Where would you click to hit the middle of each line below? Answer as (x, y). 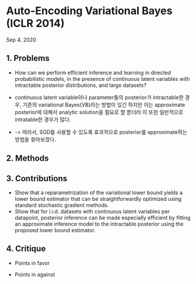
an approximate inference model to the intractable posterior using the (99, 224)
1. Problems (28, 58)
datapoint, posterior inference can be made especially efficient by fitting (102, 217)
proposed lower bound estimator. (55, 230)
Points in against (35, 274)
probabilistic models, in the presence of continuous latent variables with (102, 79)
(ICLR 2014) (35, 23)
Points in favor (32, 263)
